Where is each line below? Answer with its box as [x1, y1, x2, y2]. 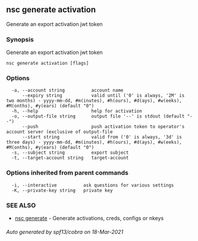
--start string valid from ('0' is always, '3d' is [21, 134, 183, 140]
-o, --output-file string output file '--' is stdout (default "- [11, 113, 193, 119]
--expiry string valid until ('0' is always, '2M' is [21, 93, 185, 99]
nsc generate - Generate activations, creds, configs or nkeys [14, 215, 164, 221]
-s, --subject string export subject [11, 150, 129, 156]
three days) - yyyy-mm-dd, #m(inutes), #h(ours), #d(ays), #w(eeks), [6, 139, 183, 145]
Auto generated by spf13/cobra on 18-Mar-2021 [6, 228, 124, 235]
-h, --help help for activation [11, 108, 143, 115]
